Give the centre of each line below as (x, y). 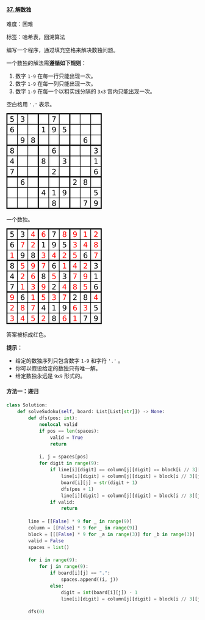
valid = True (67, 438)
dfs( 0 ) (37, 612)
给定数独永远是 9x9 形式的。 (50, 376)
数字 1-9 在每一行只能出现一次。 (56, 76)
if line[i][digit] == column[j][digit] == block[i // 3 (122, 470)
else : (57, 586)
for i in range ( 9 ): (53, 560)
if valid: (62, 502)
